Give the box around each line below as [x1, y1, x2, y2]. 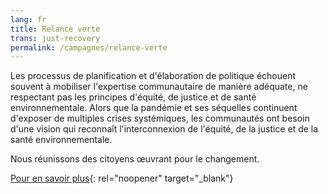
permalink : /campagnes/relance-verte [10, 42, 168, 53]
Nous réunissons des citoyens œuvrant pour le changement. [10, 153, 260, 165]
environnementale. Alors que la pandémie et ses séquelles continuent [10, 102, 298, 114]
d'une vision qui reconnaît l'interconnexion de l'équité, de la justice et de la [10, 123, 319, 135]
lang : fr [10, 14, 47, 25]
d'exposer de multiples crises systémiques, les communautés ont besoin [10, 112, 310, 125]
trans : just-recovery [10, 33, 101, 43]
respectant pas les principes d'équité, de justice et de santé [10, 91, 257, 103]
